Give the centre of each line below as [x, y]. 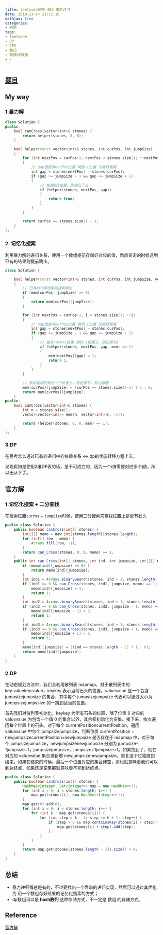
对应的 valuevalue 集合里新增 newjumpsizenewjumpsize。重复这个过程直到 [80, 755]
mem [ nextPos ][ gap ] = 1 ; [72, 356]
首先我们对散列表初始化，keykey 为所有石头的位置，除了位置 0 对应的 [75, 713]
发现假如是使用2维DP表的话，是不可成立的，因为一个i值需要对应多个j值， [78, 466]
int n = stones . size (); [46, 410]
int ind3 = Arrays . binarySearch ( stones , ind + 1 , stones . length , [90, 625]
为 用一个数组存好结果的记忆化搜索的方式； [55, 894]
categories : [17, 23]
